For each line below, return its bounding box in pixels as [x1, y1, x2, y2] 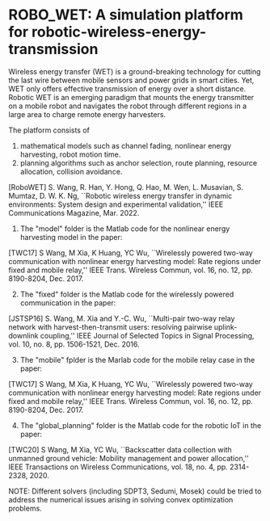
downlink [8, 330, 39, 340]
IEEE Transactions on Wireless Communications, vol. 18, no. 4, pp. [8, 462, 228, 472]
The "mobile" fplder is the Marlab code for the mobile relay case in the [19, 355, 255, 364]
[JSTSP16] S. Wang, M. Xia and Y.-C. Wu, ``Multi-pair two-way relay [8, 313, 235, 323]
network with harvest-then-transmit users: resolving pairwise [8, 321, 213, 332]
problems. [8, 503, 42, 513]
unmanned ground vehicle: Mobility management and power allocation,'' [8, 453, 249, 463]
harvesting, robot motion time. [19, 149, 121, 159]
